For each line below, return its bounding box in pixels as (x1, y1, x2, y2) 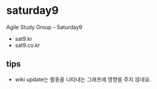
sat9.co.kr (14, 41, 40, 49)
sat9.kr (14, 35, 32, 42)
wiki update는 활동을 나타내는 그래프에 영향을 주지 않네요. (14, 76, 152, 83)
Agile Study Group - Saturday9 (6, 23, 82, 31)
